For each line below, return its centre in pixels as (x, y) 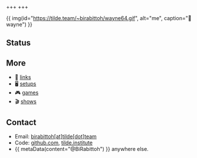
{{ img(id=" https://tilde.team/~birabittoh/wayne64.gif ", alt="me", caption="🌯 (99, 18)
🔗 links (23, 77)
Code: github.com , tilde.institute (54, 143)
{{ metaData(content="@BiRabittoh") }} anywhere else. (81, 149)
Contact (21, 122)
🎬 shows (25, 101)
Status (19, 43)
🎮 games (27, 93)
